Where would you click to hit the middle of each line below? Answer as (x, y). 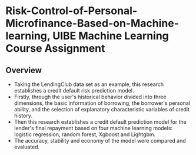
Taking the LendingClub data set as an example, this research (89, 84)
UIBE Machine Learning (110, 36)
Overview (24, 70)
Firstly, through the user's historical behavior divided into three (90, 97)
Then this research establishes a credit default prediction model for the (100, 122)
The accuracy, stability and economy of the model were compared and (100, 141)
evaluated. (27, 147)
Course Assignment (55, 49)
